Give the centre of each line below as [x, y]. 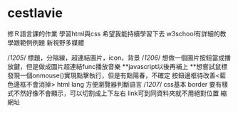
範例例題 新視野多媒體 [52, 42]
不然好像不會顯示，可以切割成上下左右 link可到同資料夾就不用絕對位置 [116, 93]
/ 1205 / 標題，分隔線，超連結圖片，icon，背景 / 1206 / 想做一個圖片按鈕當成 [116, 58]
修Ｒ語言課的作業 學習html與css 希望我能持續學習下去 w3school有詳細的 [114, 33]
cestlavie [35, 13]
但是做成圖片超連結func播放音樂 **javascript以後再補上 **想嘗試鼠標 [127, 66]
